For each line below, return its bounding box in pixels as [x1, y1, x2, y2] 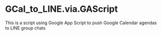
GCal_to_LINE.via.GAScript [5, 3, 118, 15]
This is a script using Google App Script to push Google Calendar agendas [5, 20, 157, 26]
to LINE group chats [5, 25, 46, 31]
